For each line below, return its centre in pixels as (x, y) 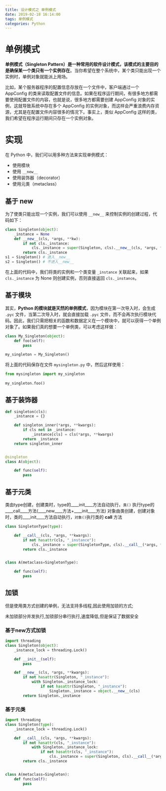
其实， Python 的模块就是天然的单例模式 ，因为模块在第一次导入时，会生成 (80, 308)
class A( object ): (23, 462)
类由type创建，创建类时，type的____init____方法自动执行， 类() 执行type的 (80, 505)
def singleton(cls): (26, 412)
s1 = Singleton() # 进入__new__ (38, 257)
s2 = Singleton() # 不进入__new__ (40, 262)
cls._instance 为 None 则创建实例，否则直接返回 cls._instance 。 (72, 278)
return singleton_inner (39, 444)
